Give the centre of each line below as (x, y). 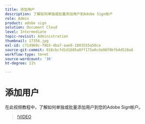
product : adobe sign (26, 23)
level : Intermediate (26, 32)
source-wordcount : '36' (29, 59)
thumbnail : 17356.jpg (27, 41)
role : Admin (17, 18)
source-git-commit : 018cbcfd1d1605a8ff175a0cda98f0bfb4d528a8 (69, 50)
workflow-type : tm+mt (27, 54)
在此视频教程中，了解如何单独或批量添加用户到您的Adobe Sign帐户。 (74, 107)
